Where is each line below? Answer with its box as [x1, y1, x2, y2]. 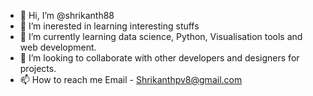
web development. [19, 41, 97, 53]
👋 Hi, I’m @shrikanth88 [19, 10, 115, 21]
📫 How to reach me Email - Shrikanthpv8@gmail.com [19, 74, 243, 85]
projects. [19, 63, 57, 74]
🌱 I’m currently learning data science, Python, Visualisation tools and [19, 31, 303, 42]
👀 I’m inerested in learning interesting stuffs [19, 20, 200, 32]
